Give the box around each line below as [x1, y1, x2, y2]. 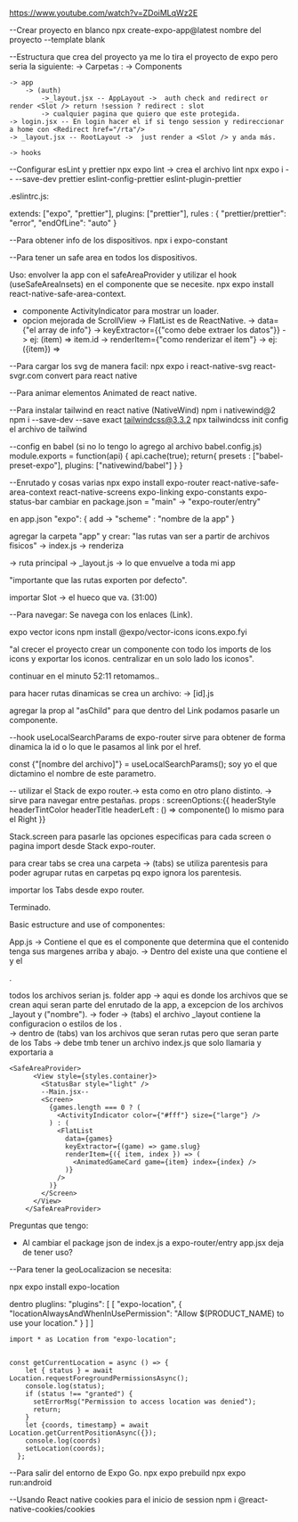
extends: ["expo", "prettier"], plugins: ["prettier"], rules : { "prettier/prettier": [9, 209, 286, 218]
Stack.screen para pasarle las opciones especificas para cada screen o [9, 831, 271, 842]
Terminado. [9, 902, 52, 912]
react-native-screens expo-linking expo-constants [58, 487, 244, 498]
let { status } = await [25, 1366, 114, 1375]
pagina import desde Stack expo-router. [9, 841, 156, 851]
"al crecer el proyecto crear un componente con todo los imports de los [9, 644, 271, 654]
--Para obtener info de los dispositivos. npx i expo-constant [9, 235, 229, 245]
